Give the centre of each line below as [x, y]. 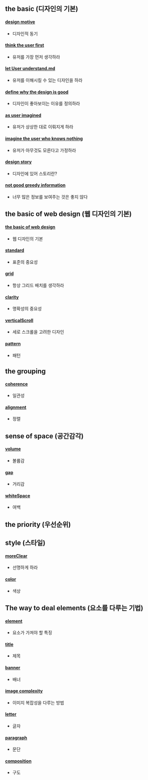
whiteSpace [18, 496]
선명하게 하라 [25, 567]
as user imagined [23, 115]
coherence [17, 384]
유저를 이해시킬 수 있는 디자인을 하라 [47, 80]
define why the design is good [37, 92]
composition [18, 761]
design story [19, 162]
